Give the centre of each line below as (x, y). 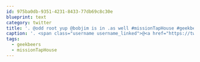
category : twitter (29, 22)
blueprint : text (26, 17)
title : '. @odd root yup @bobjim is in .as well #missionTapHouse (90, 28)
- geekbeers (26, 45)
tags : (13, 39)
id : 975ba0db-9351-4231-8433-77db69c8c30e (60, 12)
